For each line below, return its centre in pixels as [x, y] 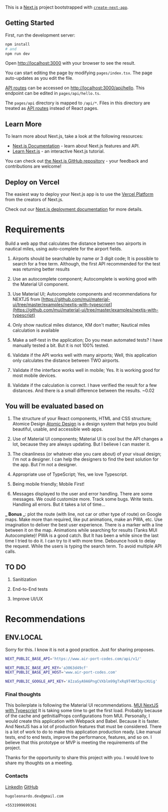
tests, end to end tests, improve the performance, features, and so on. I [78, 737]
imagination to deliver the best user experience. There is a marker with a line [84, 524]
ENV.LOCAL [24, 638]
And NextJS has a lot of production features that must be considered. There [83, 727]
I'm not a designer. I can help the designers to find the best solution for [85, 459]
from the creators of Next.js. [34, 200]
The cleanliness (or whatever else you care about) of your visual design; [87, 454]
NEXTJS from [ [28, 299]
